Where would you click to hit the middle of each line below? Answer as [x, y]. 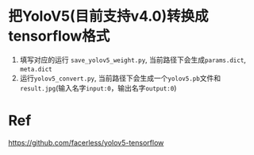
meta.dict [36, 69]
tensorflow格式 [59, 36]
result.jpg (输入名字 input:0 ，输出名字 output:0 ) [98, 87]
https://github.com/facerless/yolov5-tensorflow [86, 142]
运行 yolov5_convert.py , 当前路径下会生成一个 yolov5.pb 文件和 [120, 78]
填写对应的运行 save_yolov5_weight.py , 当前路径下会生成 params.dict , [133, 60]
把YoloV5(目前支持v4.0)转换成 [108, 16]
